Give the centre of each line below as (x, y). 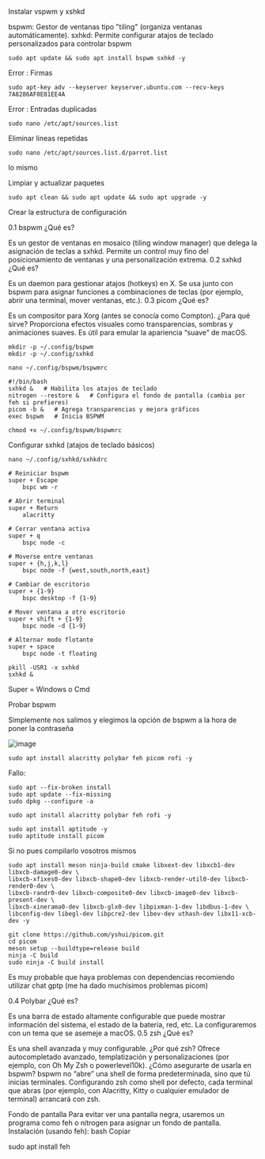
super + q (25, 536)
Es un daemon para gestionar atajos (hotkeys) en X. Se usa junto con (121, 283)
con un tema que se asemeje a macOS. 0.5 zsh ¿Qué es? (101, 1033)
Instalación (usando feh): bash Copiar (70, 1131)
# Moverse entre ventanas (51, 557)
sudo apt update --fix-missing (60, 794)
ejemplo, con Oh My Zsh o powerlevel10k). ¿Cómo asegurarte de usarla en (130, 1065)
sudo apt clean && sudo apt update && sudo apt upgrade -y (108, 197)
